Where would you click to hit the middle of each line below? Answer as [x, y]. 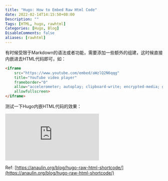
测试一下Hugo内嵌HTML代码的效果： [43, 106]
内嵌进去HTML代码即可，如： [36, 58]
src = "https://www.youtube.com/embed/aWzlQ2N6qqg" [67, 73]
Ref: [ [11, 167]
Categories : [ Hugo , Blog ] [32, 28]
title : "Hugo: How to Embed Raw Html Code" [51, 10]
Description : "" [22, 19]
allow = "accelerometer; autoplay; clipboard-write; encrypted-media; [87, 87]
